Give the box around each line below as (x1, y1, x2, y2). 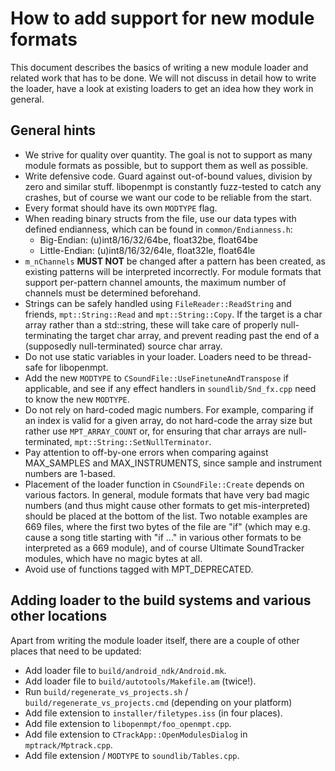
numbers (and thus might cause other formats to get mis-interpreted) (24, 499, 311, 511)
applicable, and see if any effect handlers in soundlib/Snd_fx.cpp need (24, 382, 317, 394)
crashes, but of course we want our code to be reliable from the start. (24, 191, 312, 203)
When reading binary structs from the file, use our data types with (24, 212, 297, 224)
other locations (10, 608, 108, 625)
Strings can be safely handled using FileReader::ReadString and (24, 297, 292, 309)
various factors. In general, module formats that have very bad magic (24, 488, 310, 501)
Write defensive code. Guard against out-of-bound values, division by (24, 170, 313, 182)
